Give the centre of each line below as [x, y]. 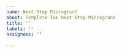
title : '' [19, 23]
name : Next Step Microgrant [42, 12]
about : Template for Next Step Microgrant [61, 18]
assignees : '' [24, 34]
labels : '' [20, 29]
